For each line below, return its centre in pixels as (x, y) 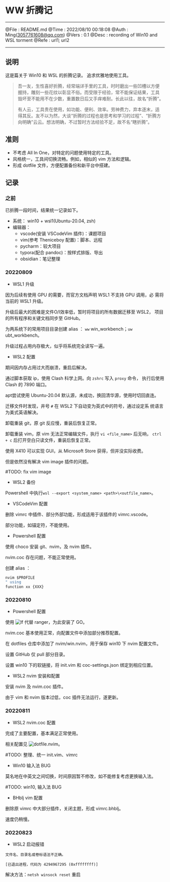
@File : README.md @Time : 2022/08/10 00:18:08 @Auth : (67, 29)
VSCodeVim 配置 (30, 503)
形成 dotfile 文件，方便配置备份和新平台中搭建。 (62, 165)
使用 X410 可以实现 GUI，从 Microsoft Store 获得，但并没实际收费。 (76, 451)
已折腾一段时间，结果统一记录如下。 (43, 210)
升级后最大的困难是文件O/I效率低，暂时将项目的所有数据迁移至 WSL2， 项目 (84, 312)
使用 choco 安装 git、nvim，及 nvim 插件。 (50, 546)
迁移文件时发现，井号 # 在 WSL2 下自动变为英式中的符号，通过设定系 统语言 (84, 406)
